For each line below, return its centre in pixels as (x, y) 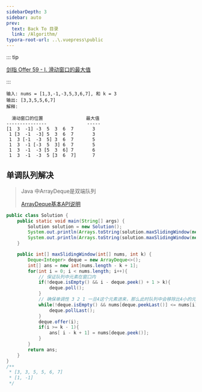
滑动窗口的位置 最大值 (56, 118)
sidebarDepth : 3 (26, 12)
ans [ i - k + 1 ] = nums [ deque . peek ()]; (99, 333)
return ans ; (43, 350)
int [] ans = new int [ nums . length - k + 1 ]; (83, 265)
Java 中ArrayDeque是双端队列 (58, 191)
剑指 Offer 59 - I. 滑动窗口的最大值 (49, 69)
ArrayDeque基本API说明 (51, 204)
